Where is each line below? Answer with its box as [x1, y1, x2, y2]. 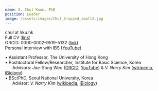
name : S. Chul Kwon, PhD [5, 7, 55, 12]
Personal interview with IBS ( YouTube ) [5, 45, 82, 51]
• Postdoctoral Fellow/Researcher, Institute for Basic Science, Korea [5, 59, 141, 66]
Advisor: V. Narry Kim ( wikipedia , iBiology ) [12, 80, 97, 86]
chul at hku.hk [5, 30, 34, 36]
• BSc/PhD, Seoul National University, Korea [5, 75, 93, 81]
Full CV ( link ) [5, 35, 31, 40]
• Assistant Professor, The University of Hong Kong [5, 55, 108, 60]
